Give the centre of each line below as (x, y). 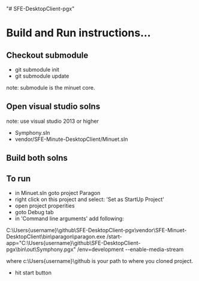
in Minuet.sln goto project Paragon (58, 193)
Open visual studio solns (53, 107)
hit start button (33, 273)
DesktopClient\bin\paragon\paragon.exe (56, 236)
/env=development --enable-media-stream (130, 250)
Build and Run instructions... (79, 33)
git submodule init (37, 69)
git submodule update (42, 76)
